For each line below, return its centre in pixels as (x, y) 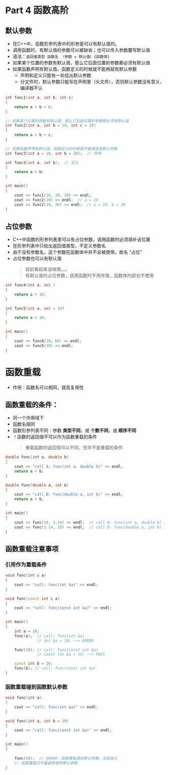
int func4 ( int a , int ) (30, 285)
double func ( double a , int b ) (37, 485)
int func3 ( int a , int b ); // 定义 (42, 162)
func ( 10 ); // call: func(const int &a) (56, 650)
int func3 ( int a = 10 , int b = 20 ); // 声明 (53, 153)
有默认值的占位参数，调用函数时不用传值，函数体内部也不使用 (90, 276)
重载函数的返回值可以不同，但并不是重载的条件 (74, 448)
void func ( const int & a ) (32, 598)
